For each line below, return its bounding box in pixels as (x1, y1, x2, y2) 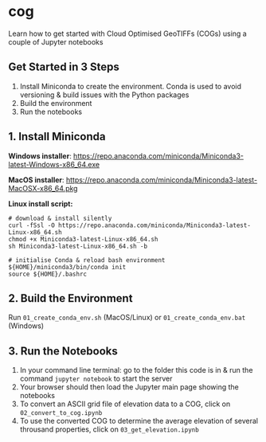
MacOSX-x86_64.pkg (8, 183, 78, 193)
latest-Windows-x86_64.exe (8, 159, 100, 169)
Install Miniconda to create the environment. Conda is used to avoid (19, 81, 241, 91)
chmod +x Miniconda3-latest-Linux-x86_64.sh (8, 235, 158, 243)
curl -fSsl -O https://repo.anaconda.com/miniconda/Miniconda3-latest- (8, 221, 251, 229)
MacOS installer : (8, 174, 65, 185)
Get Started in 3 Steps (8, 61, 119, 74)
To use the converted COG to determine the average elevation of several (19, 417, 259, 426)
